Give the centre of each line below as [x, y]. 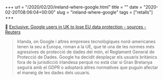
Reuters [13, 32]
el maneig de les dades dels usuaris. [54, 72]
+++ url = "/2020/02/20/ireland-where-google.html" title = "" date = [74, 7]
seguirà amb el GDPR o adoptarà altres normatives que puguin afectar [88, 67]
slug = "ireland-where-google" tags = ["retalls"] [105, 12]
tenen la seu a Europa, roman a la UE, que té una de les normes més [86, 47]
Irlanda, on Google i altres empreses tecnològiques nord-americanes [86, 41]
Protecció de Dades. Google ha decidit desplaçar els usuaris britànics [87, 57]
